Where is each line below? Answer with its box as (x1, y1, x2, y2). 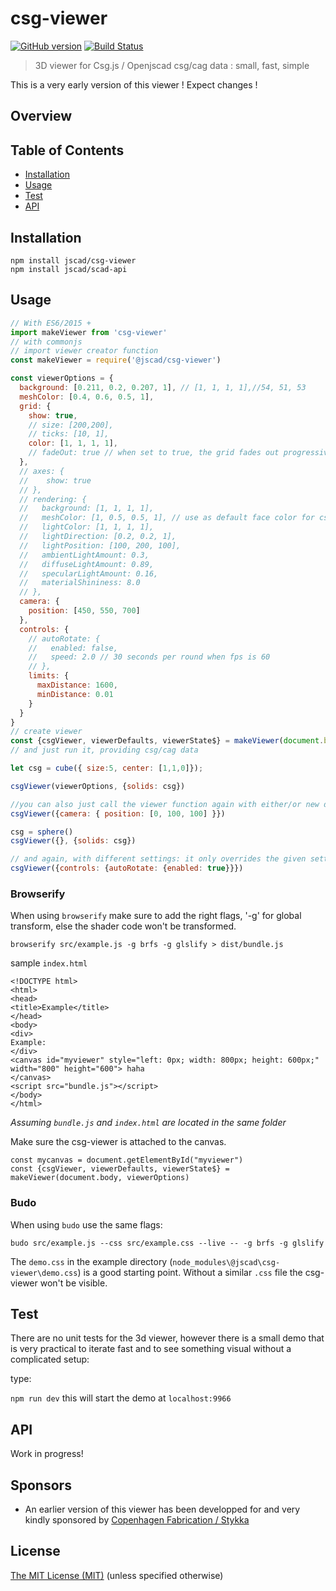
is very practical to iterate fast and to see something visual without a (10, 1343, 292, 1355)
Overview (10, 108, 73, 125)
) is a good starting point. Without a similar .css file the (77, 1266, 303, 1278)
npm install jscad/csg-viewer (10, 255, 137, 266)
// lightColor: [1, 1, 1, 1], (19, 522, 155, 532)
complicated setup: (10, 1353, 90, 1366)
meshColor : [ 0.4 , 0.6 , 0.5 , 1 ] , (19, 392, 155, 402)
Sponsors (10, 1477, 72, 1494)
